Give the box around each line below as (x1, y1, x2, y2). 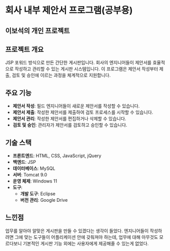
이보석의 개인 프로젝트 (5, 26, 70, 35)
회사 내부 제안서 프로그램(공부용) (5, 5, 133, 16)
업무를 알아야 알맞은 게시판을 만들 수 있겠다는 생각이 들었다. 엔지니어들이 (5, 228, 149, 234)
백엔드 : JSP (12, 159, 37, 165)
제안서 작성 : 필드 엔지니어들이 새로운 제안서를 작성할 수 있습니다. (12, 103, 140, 109)
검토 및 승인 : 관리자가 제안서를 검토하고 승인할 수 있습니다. (12, 122, 128, 128)
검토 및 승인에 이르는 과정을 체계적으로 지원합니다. (12, 72, 111, 79)
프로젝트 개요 (5, 45, 44, 54)
